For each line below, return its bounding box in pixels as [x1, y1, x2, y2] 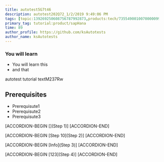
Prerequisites [5, 90, 47, 99]
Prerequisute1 [12, 103, 40, 109]
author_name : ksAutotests [5, 35, 58, 40]
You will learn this [12, 61, 48, 67]
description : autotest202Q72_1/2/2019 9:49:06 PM [5, 12, 108, 17]
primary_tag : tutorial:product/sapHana [5, 20, 86, 26]
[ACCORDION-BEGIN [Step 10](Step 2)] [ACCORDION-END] [5, 132, 125, 138]
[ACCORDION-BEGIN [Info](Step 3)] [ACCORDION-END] [5, 142, 118, 148]
